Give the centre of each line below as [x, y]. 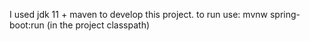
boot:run [27, 25]
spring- [285, 14]
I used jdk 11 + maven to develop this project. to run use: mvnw [138, 14]
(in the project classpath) [98, 25]
